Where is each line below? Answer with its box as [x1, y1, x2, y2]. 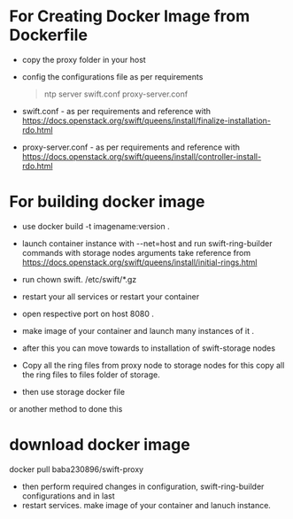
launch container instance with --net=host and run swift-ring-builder [21, 237, 273, 249]
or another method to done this [9, 403, 123, 414]
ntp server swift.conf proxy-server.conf [43, 89, 189, 99]
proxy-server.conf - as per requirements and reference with [21, 142, 241, 152]
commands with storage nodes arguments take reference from [21, 247, 251, 258]
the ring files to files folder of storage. [21, 369, 161, 380]
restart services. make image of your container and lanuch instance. [21, 500, 272, 510]
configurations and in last [21, 490, 115, 501]
